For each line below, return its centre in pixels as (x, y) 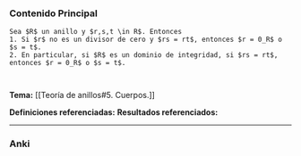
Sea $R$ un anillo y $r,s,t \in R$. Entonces (95, 32)
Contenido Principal (54, 13)
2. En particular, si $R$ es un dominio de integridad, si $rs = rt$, (144, 55)
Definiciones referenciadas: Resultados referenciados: (114, 112)
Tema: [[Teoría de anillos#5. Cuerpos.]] (82, 95)
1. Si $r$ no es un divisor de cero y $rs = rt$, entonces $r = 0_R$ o (146, 40)
